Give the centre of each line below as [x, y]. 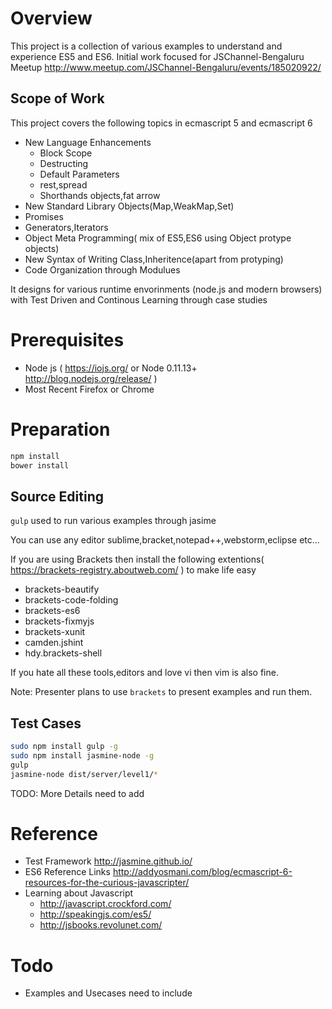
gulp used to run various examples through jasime [113, 521]
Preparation [60, 429]
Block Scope [66, 153]
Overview [51, 18]
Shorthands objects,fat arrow [100, 195]
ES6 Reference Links [67, 872]
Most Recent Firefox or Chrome [89, 389]
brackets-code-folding [71, 600]
